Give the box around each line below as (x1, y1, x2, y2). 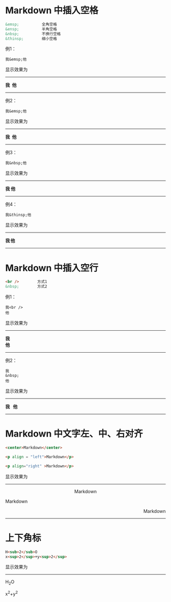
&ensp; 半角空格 (5, 26, 58, 32)
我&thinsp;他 (5, 212, 32, 218)
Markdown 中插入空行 (5, 262, 99, 274)
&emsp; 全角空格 (5, 21, 58, 27)
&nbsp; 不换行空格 (5, 31, 61, 36)
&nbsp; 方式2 (5, 284, 47, 289)
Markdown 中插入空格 (5, 5, 99, 16)
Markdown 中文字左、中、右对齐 (5, 428, 144, 440)
